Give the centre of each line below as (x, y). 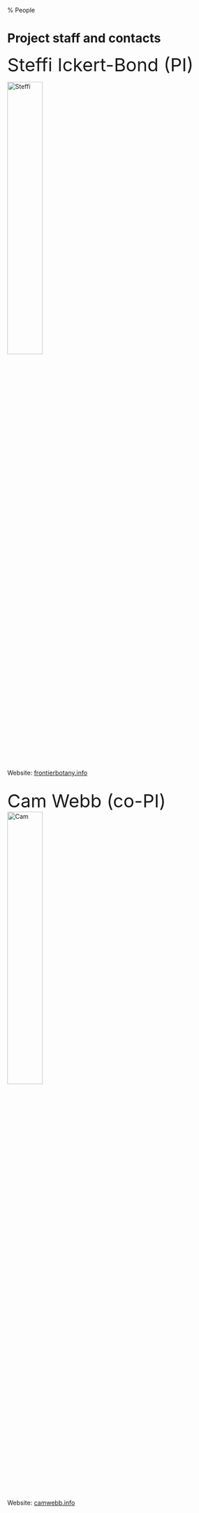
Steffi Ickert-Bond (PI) (101, 65)
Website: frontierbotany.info (47, 773)
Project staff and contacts (84, 38)
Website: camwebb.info (41, 1503)
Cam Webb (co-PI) (87, 801)
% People (21, 10)
